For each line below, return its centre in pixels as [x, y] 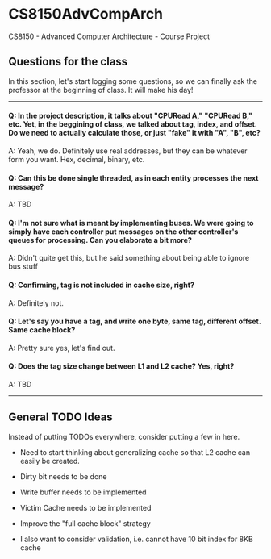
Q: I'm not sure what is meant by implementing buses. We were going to [131, 223]
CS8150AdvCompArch [86, 14]
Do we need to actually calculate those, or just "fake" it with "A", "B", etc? [134, 133]
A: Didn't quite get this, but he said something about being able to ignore [129, 258]
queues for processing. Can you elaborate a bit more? [100, 240]
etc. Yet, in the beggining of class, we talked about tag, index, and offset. [133, 124]
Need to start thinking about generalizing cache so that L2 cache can [135, 452]
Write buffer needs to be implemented [83, 492]
